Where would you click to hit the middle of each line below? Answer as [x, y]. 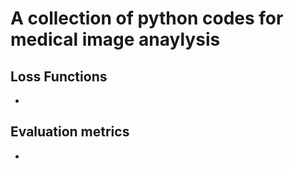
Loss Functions [59, 76]
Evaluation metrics [70, 132]
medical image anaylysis [115, 39]
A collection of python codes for [147, 18]
